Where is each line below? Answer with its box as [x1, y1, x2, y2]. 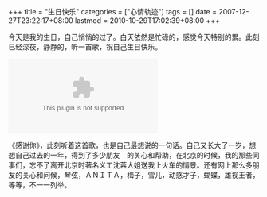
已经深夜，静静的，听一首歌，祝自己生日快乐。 [8, 42, 162, 52]
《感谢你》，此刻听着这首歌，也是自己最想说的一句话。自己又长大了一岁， [8, 141, 249, 149]
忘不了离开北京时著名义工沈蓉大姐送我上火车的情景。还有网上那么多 [29, 160, 253, 169]
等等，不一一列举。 [8, 180, 72, 189]
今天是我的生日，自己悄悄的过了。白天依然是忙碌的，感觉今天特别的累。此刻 [8, 33, 260, 41]
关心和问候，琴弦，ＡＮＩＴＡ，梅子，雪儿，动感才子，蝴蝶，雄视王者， [22, 170, 260, 180]
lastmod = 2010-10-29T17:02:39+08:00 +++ [74, 16, 221, 25]
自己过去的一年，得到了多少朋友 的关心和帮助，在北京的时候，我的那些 [14, 150, 253, 160]
